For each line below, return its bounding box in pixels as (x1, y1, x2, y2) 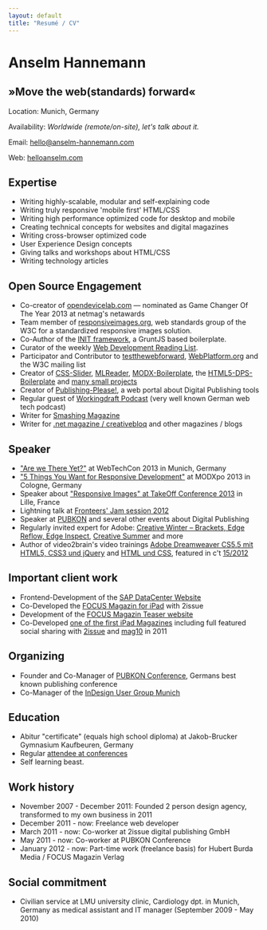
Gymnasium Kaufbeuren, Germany (19, 740, 134, 750)
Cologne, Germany (19, 480, 82, 490)
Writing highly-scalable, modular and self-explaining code (19, 197, 210, 207)
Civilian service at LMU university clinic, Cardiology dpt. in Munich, (19, 897, 240, 906)
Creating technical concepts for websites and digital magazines (19, 223, 229, 232)
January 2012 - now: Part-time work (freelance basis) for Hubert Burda (19, 844, 253, 853)
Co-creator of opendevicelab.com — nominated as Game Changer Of (19, 301, 249, 310)
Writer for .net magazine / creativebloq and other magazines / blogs (19, 420, 243, 429)
